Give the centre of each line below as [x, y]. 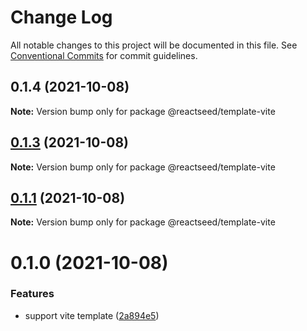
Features [32, 294]
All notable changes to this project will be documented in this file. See [154, 45]
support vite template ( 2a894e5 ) [92, 315]
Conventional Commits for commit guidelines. [104, 55]
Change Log [61, 17]
